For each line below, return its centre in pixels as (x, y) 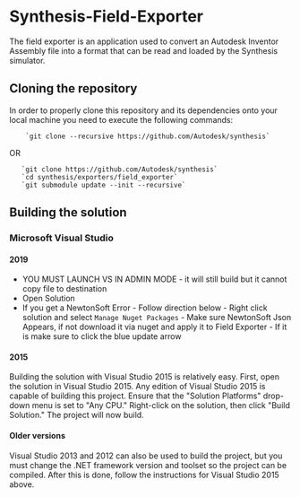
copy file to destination (64, 289)
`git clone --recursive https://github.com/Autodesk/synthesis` (148, 136)
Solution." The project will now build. (77, 415)
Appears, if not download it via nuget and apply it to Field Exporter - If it (154, 327)
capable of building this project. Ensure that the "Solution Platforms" (135, 396)
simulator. (27, 60)
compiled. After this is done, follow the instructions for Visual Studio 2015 (144, 475)
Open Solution (49, 299)
